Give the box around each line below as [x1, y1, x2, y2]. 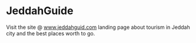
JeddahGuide [6, 4, 74, 18]
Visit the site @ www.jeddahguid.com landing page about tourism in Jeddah [6, 24, 190, 31]
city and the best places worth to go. [6, 29, 95, 37]
